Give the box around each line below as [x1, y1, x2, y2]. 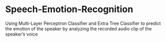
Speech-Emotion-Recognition [5, 4, 134, 15]
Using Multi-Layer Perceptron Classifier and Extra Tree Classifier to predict [5, 20, 161, 26]
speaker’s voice [5, 31, 38, 37]
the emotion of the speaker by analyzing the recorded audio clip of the [5, 25, 152, 31]
